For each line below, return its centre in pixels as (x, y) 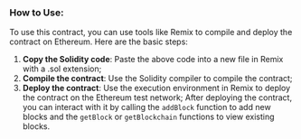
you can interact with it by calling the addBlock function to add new (146, 107)
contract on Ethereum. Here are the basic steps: (99, 42)
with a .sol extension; (62, 69)
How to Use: (37, 13)
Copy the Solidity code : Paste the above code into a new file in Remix (153, 60)
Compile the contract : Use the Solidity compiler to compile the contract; (157, 79)
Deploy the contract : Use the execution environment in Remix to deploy (156, 88)
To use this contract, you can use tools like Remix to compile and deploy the (151, 32)
